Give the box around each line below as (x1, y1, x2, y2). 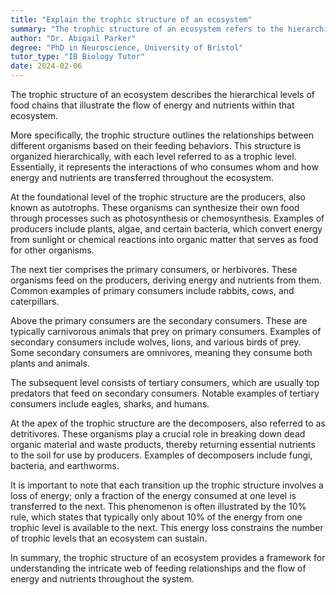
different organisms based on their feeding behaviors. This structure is (10, 140, 302, 151)
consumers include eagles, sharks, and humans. (10, 398, 210, 410)
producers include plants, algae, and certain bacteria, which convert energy (10, 223, 323, 235)
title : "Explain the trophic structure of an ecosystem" (10, 14, 253, 25)
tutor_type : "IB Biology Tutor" (10, 52, 145, 62)
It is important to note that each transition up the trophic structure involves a (10, 479, 324, 491)
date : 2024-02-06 (10, 61, 83, 71)
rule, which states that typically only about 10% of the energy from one (10, 511, 303, 523)
